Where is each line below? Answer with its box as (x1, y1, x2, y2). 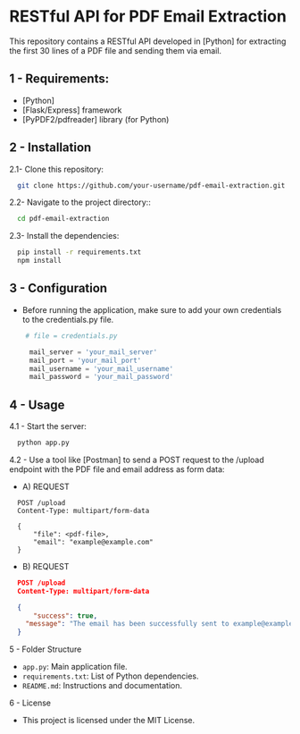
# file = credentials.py (25, 331, 118, 341)
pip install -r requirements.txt (17, 248, 142, 257)
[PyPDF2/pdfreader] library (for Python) (21, 114, 170, 124)
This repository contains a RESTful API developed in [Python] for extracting (9, 36, 287, 46)
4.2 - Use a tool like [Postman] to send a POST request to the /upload (9, 454, 265, 465)
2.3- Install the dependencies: (9, 231, 120, 241)
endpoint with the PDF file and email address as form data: (9, 463, 225, 475)
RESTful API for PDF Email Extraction (9, 6, 287, 27)
